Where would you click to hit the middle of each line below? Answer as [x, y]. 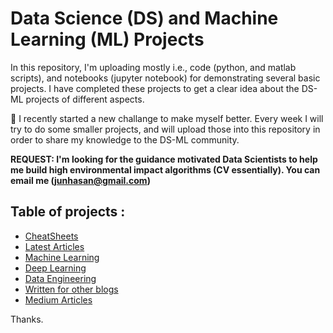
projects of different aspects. [85, 99]
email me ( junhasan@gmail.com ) [80, 180]
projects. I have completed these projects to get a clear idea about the [155, 88]
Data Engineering [60, 278]
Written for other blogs [71, 289]
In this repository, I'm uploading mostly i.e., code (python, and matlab [153, 67]
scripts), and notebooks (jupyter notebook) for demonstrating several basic [165, 78]
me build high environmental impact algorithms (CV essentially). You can [165, 169]
